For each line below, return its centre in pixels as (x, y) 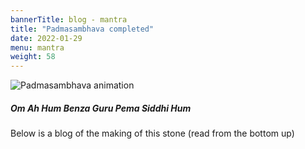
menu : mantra (37, 47)
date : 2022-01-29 (46, 38)
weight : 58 (33, 57)
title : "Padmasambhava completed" (82, 29)
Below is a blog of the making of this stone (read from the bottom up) (152, 133)
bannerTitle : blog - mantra (69, 19)
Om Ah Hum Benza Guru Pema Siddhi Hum (101, 108)
